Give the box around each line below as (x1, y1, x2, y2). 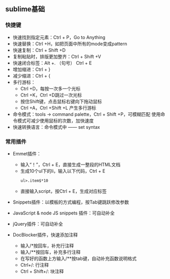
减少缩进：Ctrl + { (12, 72, 51, 78)
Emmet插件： (12, 150, 41, 156)
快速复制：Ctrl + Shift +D (12, 47, 66, 53)
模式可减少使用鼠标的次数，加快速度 (17, 117, 94, 124)
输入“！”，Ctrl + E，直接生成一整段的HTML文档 (20, 161, 121, 168)
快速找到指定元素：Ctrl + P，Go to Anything (12, 34, 106, 40)
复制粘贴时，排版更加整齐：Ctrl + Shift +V (12, 53, 101, 59)
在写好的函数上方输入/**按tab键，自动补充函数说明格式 (20, 255, 137, 262)
